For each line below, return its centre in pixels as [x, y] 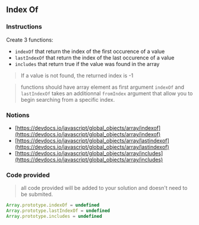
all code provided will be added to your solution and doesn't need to [104, 188]
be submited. [37, 194]
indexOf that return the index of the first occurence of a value [90, 51]
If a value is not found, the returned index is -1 [77, 75]
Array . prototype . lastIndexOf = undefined [58, 211]
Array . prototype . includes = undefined [54, 217]
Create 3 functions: [30, 40]
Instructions [24, 27]
